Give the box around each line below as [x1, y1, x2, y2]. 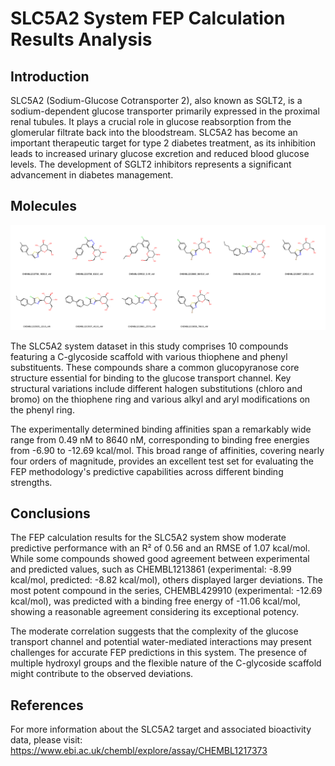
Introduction [10, 68, 90, 85]
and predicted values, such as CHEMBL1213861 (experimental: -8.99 [10, 563, 292, 576]
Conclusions [10, 505, 91, 522]
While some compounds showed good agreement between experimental [10, 553, 310, 565]
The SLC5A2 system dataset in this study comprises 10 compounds [10, 340, 289, 352]
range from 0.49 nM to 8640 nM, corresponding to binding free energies [10, 433, 310, 446]
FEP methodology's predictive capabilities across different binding [10, 465, 284, 477]
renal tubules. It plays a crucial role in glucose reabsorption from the [10, 116, 292, 127]
